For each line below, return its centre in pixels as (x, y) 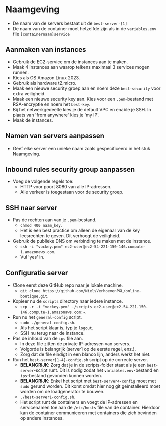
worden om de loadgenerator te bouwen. (62, 392)
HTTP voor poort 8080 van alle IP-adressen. (66, 187)
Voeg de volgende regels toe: (43, 181)
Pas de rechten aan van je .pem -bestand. (54, 220)
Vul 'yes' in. (32, 257)
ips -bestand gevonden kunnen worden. (61, 376)
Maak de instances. (33, 120)
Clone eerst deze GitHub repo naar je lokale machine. (68, 285)
